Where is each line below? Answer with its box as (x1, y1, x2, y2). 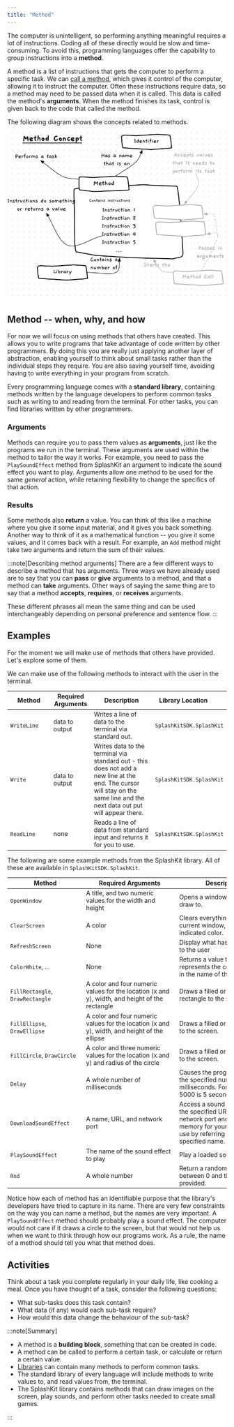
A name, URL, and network (86, 1115, 162, 1123)
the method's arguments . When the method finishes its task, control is (7, 96, 210, 105)
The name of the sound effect (86, 1146, 171, 1155)
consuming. (7, 46, 41, 54)
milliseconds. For (179, 1083, 228, 1091)
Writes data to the (93, 742, 145, 750)
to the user (179, 946, 210, 954)
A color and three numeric (86, 1043, 161, 1052)
